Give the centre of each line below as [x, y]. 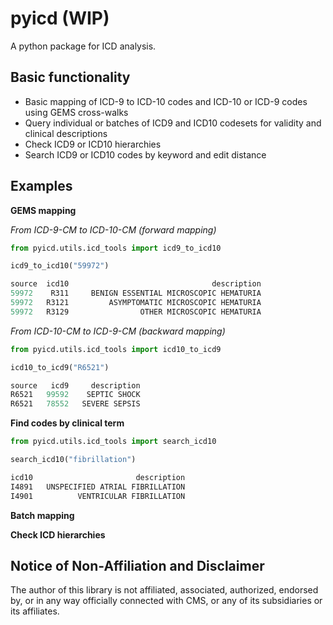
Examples [41, 186]
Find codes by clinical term [67, 423]
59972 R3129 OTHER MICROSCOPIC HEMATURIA [136, 312]
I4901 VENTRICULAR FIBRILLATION [98, 496]
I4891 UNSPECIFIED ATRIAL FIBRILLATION [98, 487]
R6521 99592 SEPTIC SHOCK [75, 395]
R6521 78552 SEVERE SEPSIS [75, 404]
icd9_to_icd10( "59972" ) [60, 266]
